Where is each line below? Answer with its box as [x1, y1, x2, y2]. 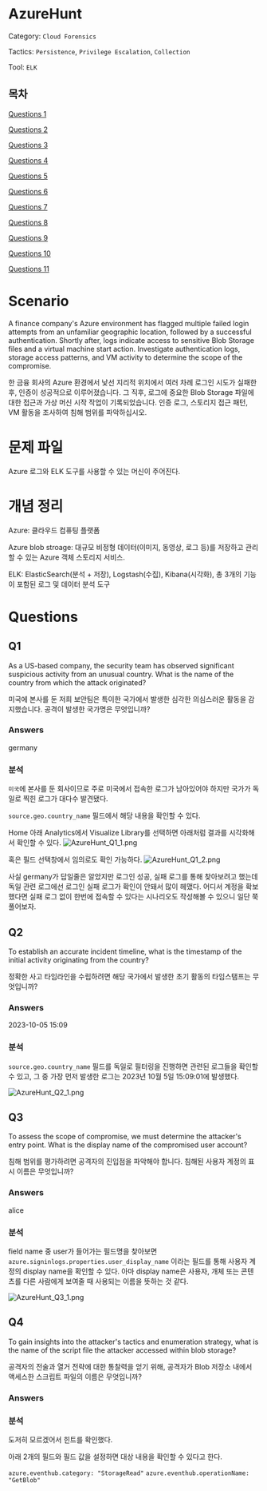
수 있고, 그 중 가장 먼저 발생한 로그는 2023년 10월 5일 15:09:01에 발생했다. [8, 1071, 240, 1081]
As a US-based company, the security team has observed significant [8, 660, 235, 670]
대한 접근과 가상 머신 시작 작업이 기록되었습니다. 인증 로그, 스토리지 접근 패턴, [8, 397, 249, 407]
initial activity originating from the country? [8, 955, 149, 964]
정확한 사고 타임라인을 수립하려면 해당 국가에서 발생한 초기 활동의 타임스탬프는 [8, 971, 251, 981]
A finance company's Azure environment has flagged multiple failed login [8, 318, 249, 328]
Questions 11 [8, 264, 49, 273]
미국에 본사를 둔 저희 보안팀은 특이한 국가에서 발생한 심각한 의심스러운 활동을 [8, 694, 247, 704]
